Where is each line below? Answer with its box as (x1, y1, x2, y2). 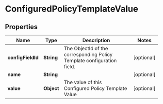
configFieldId (7, 54, 39, 61)
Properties (5, 23, 38, 31)
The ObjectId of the (64, 45, 108, 52)
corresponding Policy (64, 51, 113, 58)
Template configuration (64, 57, 117, 64)
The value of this (64, 79, 102, 86)
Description (82, 37, 110, 44)
